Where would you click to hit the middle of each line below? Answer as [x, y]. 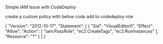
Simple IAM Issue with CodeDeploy [40, 7]
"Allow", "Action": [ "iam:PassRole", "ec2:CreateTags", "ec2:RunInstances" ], [82, 31]
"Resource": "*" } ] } [25, 36]
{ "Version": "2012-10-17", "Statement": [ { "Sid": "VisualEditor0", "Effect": [80, 26]
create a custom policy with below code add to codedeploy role [69, 16]
